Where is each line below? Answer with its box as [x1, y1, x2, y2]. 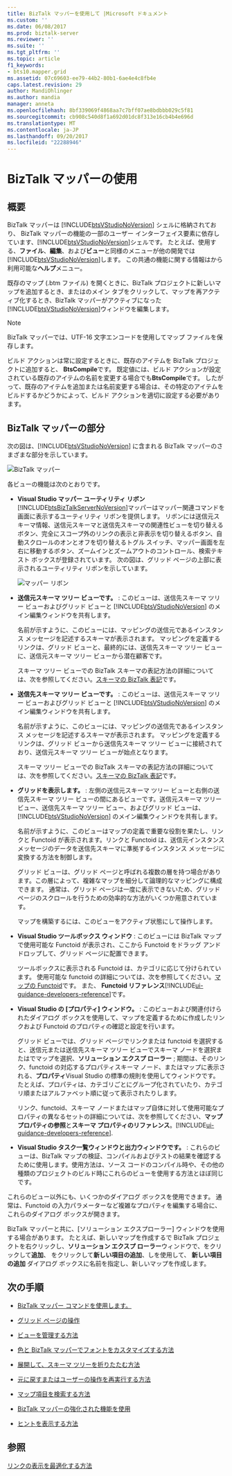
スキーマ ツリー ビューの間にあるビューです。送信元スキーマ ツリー [29, 795, 222, 803]
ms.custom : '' [7, 17, 48, 24]
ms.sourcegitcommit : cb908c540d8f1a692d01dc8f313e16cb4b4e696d [7, 113, 194, 120]
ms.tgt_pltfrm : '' [7, 49, 60, 56]
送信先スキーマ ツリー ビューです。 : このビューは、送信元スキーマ [17, 690, 207, 698]
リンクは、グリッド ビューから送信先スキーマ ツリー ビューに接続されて [17, 739, 223, 747]
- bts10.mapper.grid [7, 68, 67, 75]
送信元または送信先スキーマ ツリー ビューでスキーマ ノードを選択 [29, 1045, 217, 1053]
